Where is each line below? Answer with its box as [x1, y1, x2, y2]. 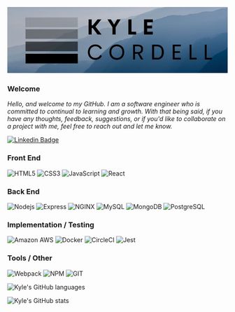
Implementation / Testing [7, 220, 94, 229]
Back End [7, 186, 40, 196]
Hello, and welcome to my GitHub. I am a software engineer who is [7, 100, 201, 108]
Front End [7, 153, 41, 163]
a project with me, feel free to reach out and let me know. [7, 122, 173, 131]
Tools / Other [7, 253, 52, 263]
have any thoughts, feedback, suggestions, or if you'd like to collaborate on [7, 115, 226, 123]
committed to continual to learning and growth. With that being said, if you [7, 107, 222, 115]
